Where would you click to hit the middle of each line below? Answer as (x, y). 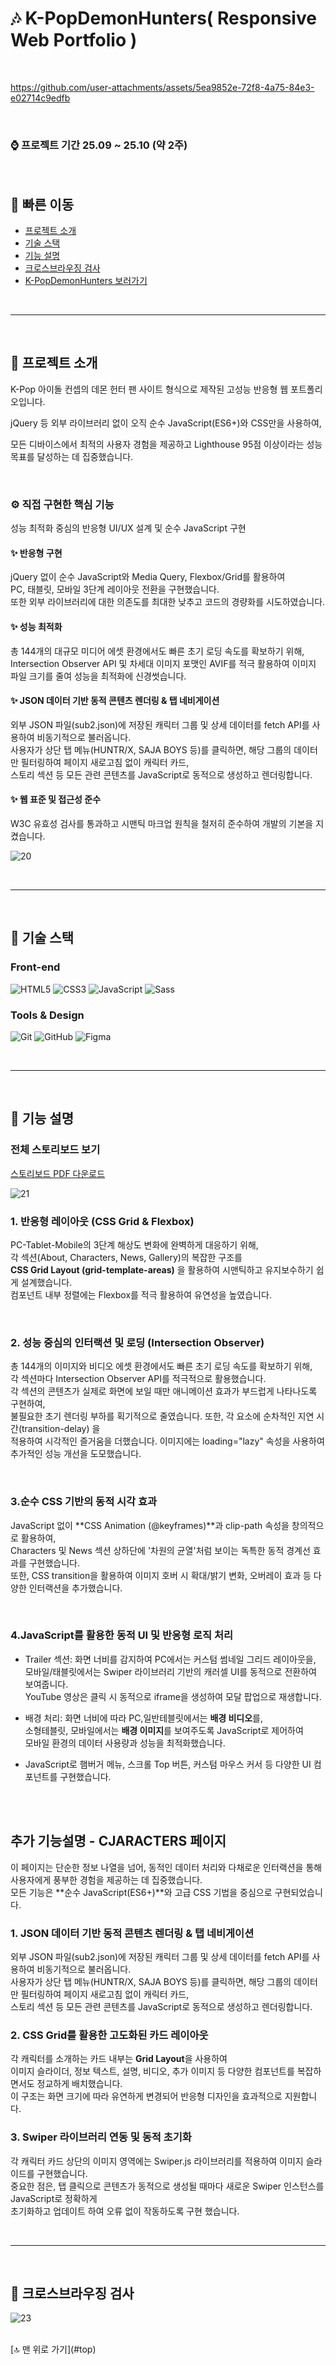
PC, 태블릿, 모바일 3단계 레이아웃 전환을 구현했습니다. (115, 589)
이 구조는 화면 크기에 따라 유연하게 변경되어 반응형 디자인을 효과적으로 (146, 2096)
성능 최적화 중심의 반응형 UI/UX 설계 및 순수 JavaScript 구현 (128, 528)
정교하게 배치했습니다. (79, 2084)
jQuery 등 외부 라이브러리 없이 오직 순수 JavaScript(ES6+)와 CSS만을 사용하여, (166, 423)
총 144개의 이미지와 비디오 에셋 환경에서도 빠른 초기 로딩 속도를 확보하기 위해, (161, 1366)
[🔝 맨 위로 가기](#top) (53, 2349)
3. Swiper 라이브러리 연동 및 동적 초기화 (101, 2137)
